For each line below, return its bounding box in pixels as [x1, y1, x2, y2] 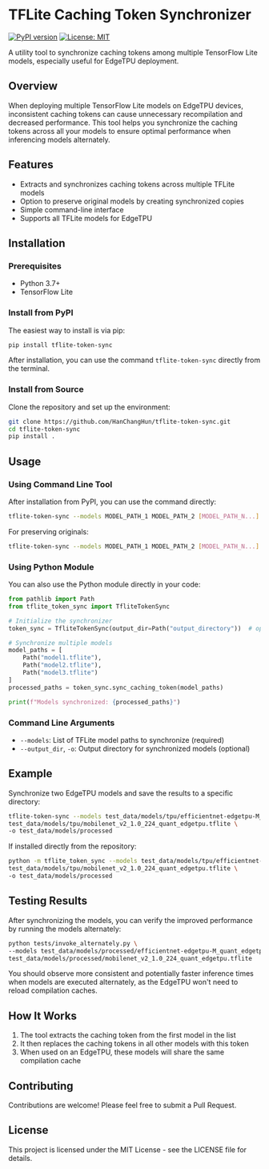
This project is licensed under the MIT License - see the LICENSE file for [8, 1144, 247, 1155]
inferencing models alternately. [8, 135, 110, 144]
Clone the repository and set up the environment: [8, 402, 171, 412]
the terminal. [8, 364, 50, 373]
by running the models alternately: [8, 924, 122, 933]
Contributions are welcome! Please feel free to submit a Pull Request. [8, 1100, 237, 1110]
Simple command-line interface [19, 204, 124, 214]
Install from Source [8, 384, 84, 395]
